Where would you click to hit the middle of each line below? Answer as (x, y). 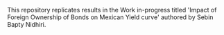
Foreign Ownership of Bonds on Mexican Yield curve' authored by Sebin (110, 17)
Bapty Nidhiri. (27, 24)
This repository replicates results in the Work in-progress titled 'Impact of (112, 10)
